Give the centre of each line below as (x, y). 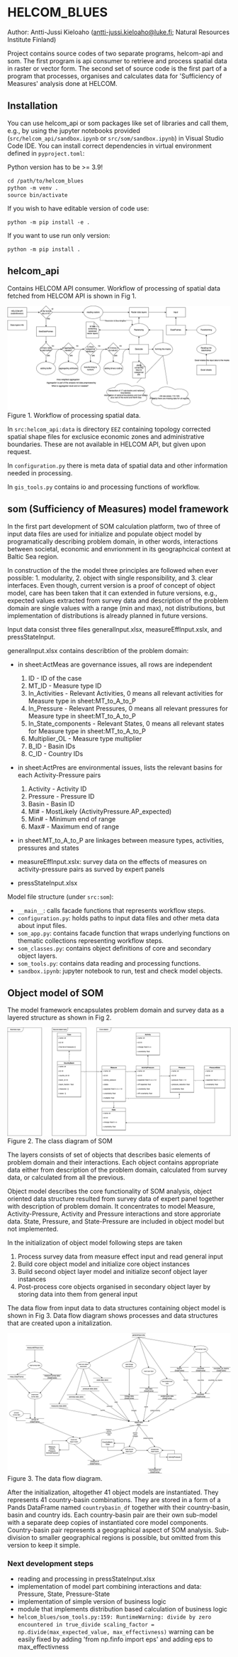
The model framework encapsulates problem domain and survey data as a (116, 1010)
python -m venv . (33, 188)
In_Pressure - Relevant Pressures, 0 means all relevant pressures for (128, 708)
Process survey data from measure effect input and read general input (120, 1256)
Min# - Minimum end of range (72, 819)
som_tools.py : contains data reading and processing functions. (109, 963)
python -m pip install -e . (49, 222)
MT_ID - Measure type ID (65, 686)
